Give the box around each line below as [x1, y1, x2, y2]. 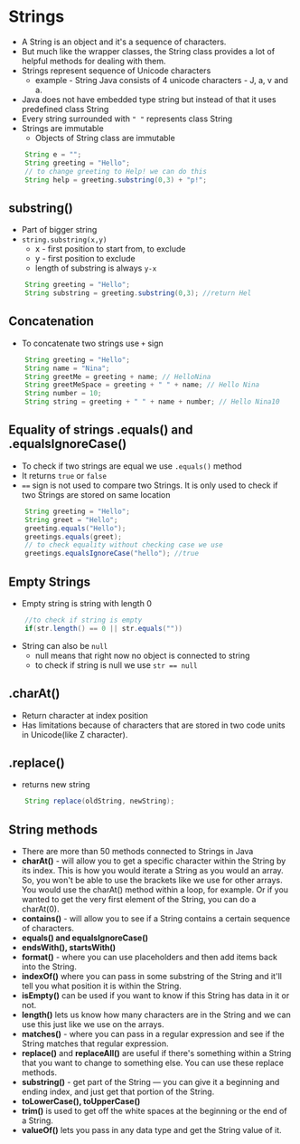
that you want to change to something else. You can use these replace [21, 1057, 285, 1068]
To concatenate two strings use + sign [21, 338, 164, 348]
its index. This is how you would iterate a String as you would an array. [21, 865, 284, 875]
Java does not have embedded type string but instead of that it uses [21, 93, 277, 105]
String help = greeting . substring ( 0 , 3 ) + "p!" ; [24, 175, 207, 185]
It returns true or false [21, 470, 108, 481]
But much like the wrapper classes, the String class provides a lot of [21, 45, 276, 56]
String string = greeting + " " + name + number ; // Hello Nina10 [24, 397, 280, 406]
